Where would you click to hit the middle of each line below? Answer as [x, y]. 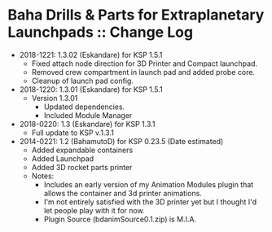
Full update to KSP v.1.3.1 [73, 133]
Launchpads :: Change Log [100, 32]
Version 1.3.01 [55, 98]
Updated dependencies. [84, 107]
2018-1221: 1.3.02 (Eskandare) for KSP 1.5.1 [91, 55]
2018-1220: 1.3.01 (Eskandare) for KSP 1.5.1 [91, 89]
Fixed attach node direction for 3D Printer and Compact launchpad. [145, 63]
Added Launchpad [63, 158]
